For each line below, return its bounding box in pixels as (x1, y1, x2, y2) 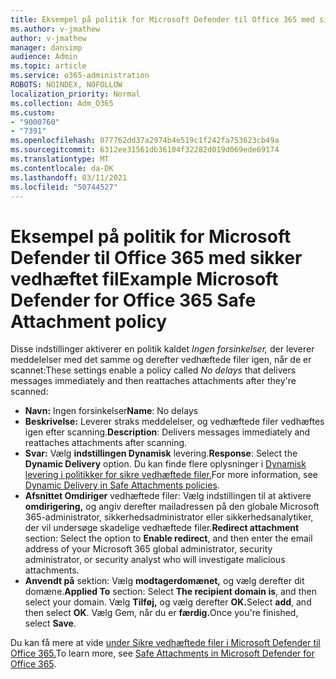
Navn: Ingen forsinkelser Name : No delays (24, 405, 199, 417)
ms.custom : (10, 107, 56, 118)
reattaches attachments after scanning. (24, 437, 188, 449)
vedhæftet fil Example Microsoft (10, 267, 279, 290)
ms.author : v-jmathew (10, 24, 101, 34)
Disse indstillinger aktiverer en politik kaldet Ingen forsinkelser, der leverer (10, 343, 315, 355)
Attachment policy (10, 310, 168, 333)
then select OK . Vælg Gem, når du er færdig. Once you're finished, (24, 607, 299, 619)
